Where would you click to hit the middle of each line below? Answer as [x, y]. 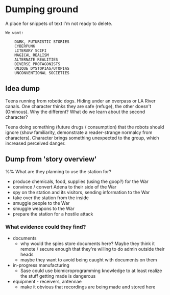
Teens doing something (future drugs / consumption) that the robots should [85, 127]
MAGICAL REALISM [32, 55]
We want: [15, 33]
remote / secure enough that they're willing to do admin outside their [92, 249]
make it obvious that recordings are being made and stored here [88, 287]
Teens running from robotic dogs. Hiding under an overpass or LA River [80, 101]
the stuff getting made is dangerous [58, 276]
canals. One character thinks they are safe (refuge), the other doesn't [78, 106]
